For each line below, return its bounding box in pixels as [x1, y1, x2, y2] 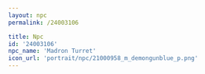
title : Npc [8, 33, 44, 41]
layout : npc [8, 11, 47, 19]
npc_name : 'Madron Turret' [8, 48, 97, 55]
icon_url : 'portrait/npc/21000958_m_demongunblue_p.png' [8, 55, 199, 62]
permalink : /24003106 [8, 19, 79, 26]
